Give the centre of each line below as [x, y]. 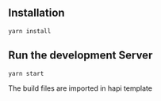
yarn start [26, 73]
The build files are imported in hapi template [80, 88]
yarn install [30, 31]
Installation [36, 13]
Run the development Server [80, 56]
